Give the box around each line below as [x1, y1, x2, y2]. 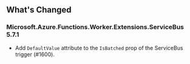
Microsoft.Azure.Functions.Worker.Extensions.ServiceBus [6, 23, 184, 31]
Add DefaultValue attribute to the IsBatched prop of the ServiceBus [15, 44, 183, 51]
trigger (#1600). [15, 51, 55, 58]
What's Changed [6, 5, 72, 15]
